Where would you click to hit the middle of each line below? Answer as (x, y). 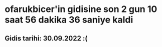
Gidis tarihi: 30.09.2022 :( (46, 38)
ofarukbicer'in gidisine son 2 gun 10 (81, 9)
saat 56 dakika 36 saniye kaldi (69, 20)
